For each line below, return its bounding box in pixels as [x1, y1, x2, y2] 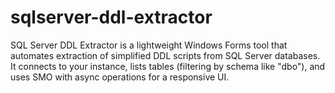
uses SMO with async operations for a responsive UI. [10, 71, 230, 83]
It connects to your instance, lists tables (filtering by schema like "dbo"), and [10, 60, 326, 72]
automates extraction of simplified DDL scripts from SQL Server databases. [10, 49, 321, 61]
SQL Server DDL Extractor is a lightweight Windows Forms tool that [10, 39, 288, 51]
